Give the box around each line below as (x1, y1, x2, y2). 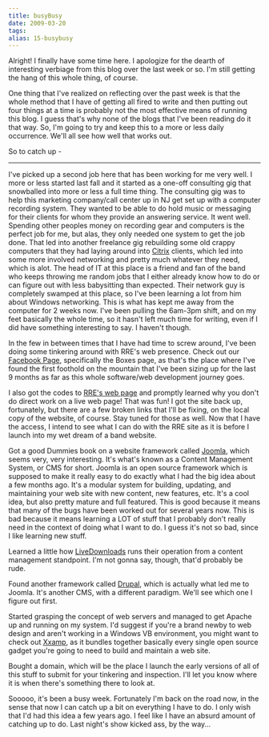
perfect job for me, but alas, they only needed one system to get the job (8, 229, 246, 239)
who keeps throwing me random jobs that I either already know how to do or (8, 272, 260, 281)
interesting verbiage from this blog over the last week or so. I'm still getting (8, 65, 255, 75)
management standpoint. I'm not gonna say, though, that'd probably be (8, 555, 243, 565)
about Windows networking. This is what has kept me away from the (8, 297, 235, 307)
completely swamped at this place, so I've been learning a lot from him (8, 289, 242, 299)
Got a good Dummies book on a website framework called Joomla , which (8, 446, 250, 456)
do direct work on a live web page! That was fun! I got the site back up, (8, 397, 243, 406)
